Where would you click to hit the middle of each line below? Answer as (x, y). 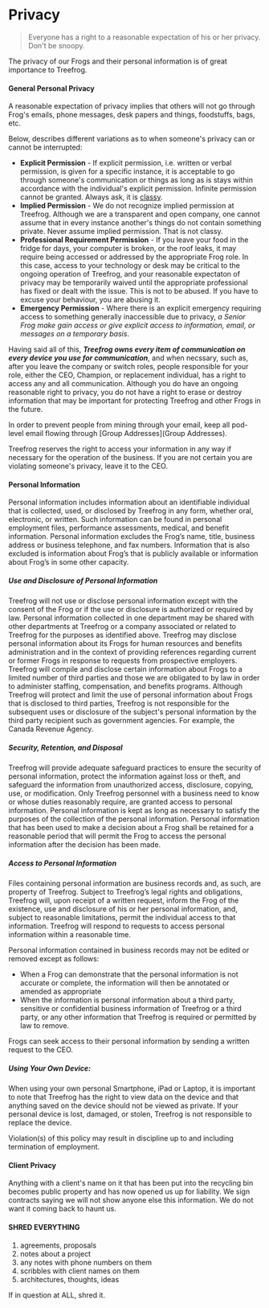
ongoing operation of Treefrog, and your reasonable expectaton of (130, 274)
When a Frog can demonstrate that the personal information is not (129, 974)
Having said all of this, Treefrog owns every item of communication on (127, 350)
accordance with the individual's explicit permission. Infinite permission (138, 189)
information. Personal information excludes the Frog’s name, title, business (132, 537)
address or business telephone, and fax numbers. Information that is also (129, 545)
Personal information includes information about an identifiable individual (129, 502)
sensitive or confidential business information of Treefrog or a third (131, 1009)
